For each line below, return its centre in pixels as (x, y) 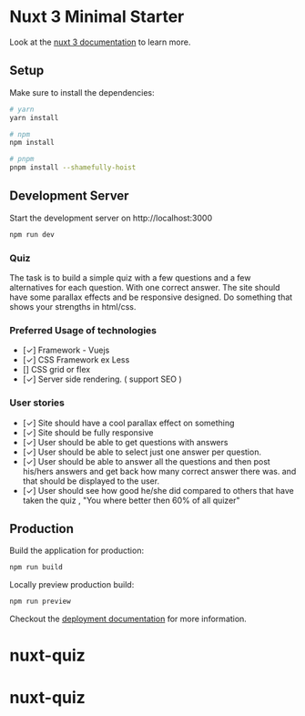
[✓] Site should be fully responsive (88, 432)
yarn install (34, 118)
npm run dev (32, 234)
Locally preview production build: (72, 585)
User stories (37, 403)
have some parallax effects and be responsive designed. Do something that (151, 297)
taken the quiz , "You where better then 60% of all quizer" (131, 500)
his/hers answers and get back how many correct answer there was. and (159, 471)
